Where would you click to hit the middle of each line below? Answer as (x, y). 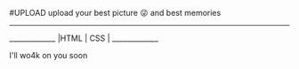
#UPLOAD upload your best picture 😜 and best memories (115, 13)
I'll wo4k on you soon (48, 55)
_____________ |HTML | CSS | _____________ (84, 38)
